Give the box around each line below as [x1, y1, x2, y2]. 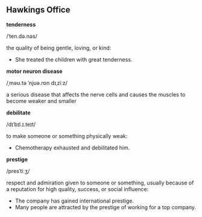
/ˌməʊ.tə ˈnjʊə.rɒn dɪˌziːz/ [6, 79, 68, 86]
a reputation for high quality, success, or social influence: [6, 185, 149, 192]
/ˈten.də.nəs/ [6, 33, 38, 40]
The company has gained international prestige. [14, 197, 134, 204]
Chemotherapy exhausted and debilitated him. [14, 144, 130, 151]
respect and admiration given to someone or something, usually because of [6, 179, 194, 186]
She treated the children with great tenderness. [14, 55, 133, 63]
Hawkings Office [6, 5, 71, 15]
